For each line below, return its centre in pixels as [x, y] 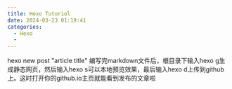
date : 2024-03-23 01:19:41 [47, 20]
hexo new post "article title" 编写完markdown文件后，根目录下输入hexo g [113, 61]
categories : [25, 27]
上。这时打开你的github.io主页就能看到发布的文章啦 [82, 78]
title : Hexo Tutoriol [39, 14]
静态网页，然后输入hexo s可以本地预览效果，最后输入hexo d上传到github [119, 69]
